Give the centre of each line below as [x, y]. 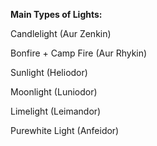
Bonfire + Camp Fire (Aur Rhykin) [79, 53]
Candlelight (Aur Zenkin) [61, 33]
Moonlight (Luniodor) [54, 92]
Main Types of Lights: [56, 14]
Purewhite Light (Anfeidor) [65, 130]
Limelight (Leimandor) [56, 111]
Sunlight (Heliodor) [49, 72]
